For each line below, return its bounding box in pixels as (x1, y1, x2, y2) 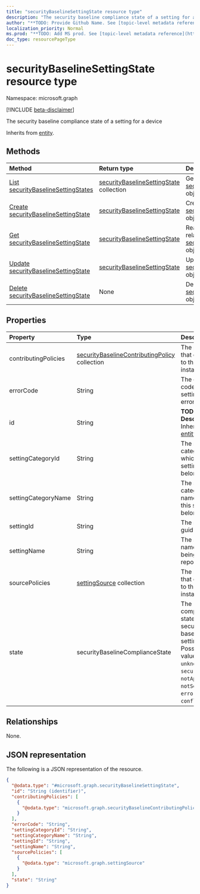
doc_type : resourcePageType (6, 36, 76, 42)
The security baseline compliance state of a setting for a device (6, 117, 162, 125)
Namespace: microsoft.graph (6, 94, 78, 101)
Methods (6, 147, 40, 157)
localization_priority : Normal (6, 25, 84, 32)
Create (9, 202, 29, 211)
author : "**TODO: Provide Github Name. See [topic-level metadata (6, 20, 174, 26)
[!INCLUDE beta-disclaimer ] (6, 106, 74, 113)
